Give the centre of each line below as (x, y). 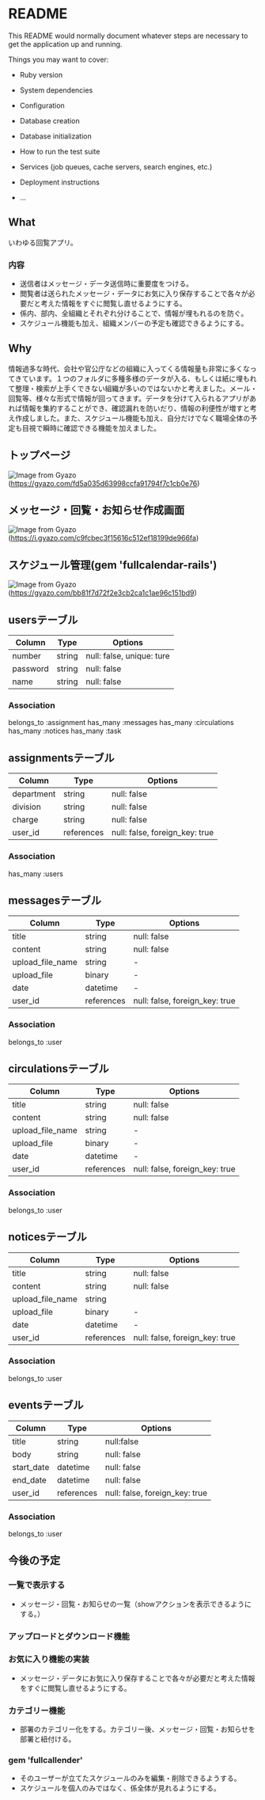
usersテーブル (43, 619)
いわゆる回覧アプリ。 (43, 242)
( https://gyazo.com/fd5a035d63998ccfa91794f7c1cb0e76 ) (104, 483)
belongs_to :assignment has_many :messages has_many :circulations (121, 723)
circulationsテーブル (59, 1069)
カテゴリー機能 (37, 1711)
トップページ (40, 456)
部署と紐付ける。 (47, 1739)
